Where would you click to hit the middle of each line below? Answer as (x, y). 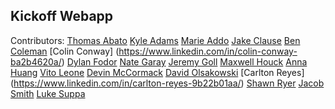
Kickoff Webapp (62, 16)
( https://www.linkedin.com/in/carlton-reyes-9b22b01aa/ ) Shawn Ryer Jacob (167, 83)
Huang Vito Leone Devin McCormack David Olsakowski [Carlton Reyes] (157, 72)
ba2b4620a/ (36, 61)
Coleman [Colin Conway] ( (65, 51)
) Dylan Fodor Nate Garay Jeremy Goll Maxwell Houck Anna (184, 61)
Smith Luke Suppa (48, 93)
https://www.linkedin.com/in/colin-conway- (208, 51)
